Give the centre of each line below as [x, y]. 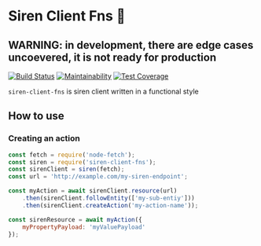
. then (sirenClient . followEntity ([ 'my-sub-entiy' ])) [108, 198]
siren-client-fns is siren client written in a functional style [103, 91]
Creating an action [44, 138]
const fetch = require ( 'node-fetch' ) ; [72, 155]
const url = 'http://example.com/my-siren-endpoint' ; [98, 177]
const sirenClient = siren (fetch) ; [66, 169]
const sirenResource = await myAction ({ [75, 219]
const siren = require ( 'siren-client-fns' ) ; [82, 162]
